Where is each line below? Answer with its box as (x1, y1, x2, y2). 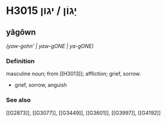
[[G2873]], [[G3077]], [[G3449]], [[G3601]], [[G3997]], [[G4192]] (6, 109, 161, 116)
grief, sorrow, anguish (14, 81, 67, 88)
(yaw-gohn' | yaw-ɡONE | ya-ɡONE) (6, 42, 94, 49)
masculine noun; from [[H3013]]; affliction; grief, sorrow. (6, 70, 142, 77)
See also (6, 96, 31, 104)
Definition (6, 57, 35, 65)
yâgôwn (6, 27, 36, 37)
